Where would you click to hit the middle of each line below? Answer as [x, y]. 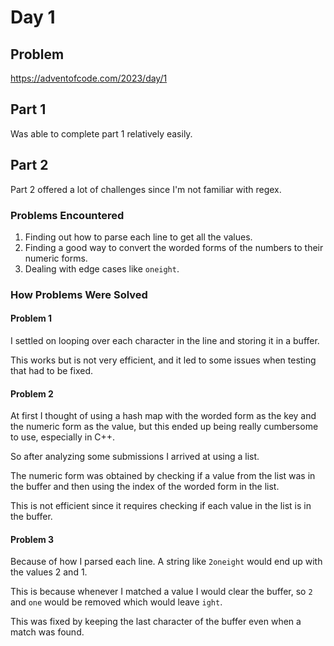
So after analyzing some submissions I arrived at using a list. [135, 457]
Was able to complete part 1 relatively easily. [101, 133]
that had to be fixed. [52, 371]
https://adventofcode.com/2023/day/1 [89, 78]
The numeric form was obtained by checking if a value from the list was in [163, 476]
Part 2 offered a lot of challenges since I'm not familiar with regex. [146, 189]
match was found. [47, 632]
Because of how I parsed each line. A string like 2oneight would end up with [166, 562]
